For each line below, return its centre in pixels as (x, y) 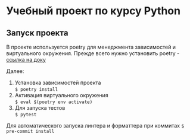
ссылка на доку (26, 60)
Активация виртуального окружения (61, 95)
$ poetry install (36, 90)
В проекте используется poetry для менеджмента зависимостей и (91, 47)
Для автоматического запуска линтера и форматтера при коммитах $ (95, 125)
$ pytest (26, 114)
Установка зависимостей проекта (58, 82)
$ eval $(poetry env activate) (54, 102)
